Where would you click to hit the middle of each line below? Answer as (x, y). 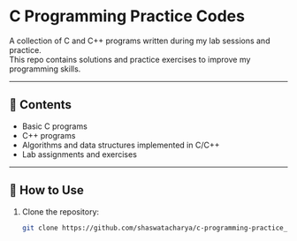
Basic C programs (55, 126)
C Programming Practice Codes (127, 16)
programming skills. (45, 69)
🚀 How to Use (46, 190)
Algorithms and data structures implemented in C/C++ (121, 145)
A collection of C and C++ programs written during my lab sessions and (140, 41)
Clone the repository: (61, 211)
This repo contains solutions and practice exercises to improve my (130, 59)
